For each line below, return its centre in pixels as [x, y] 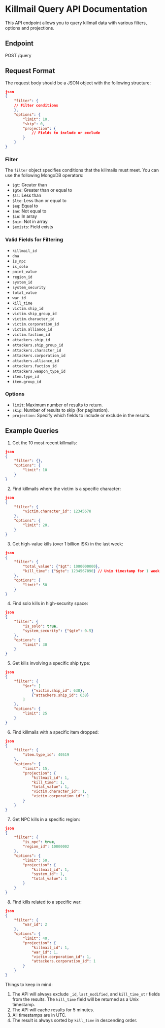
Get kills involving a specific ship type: [51, 663]
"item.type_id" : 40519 [46, 755]
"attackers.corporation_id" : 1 [64, 961]
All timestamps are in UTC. [39, 1015]
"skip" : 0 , [34, 124]
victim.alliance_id [32, 329]
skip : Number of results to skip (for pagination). [61, 410]
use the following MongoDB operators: [44, 176]
